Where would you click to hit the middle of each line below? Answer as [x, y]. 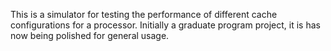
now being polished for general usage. [90, 35]
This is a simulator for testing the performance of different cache [144, 14]
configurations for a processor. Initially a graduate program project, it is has [165, 25]
